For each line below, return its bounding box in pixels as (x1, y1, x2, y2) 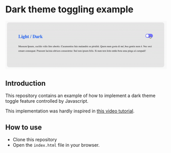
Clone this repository (12, 137, 57, 143)
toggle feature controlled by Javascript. (5, 98, 89, 104)
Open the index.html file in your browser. (12, 142, 100, 148)
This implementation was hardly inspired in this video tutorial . (5, 108, 135, 114)
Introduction (5, 79, 46, 88)
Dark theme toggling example (5, 4, 134, 15)
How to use (5, 123, 42, 131)
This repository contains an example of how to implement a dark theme (5, 92, 156, 99)
